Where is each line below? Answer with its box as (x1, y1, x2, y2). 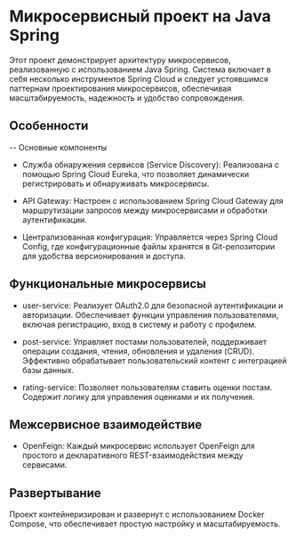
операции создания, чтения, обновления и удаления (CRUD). (21, 346, 255, 356)
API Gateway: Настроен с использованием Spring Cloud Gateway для (21, 195, 284, 206)
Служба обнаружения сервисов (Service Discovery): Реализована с (21, 159, 280, 170)
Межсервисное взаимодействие (9, 417, 203, 432)
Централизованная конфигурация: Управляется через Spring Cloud (21, 232, 278, 242)
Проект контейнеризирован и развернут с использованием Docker (9, 509, 265, 520)
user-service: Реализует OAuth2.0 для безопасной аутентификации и (21, 300, 284, 311)
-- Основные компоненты (9, 142, 108, 152)
